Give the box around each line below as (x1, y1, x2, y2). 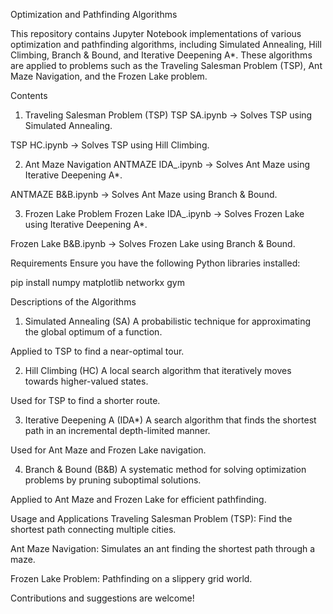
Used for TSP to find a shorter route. (10, 395, 161, 406)
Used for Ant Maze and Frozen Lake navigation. (10, 444, 207, 456)
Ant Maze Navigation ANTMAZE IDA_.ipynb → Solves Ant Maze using (24, 159, 311, 170)
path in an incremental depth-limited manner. (24, 425, 211, 436)
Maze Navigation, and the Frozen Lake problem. (10, 70, 208, 82)
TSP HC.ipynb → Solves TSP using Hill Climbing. (10, 139, 210, 151)
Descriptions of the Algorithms (10, 296, 137, 308)
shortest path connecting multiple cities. (10, 524, 177, 535)
